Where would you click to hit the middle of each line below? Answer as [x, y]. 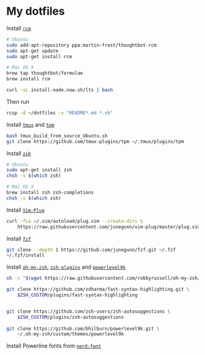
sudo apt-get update [33, 51]
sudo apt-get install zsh [39, 170]
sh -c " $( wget [24, 278]
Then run [18, 102]
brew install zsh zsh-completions [50, 193]
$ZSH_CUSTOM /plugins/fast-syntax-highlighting [77, 295]
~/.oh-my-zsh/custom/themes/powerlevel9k [70, 334]
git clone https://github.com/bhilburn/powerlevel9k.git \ [83, 329]
